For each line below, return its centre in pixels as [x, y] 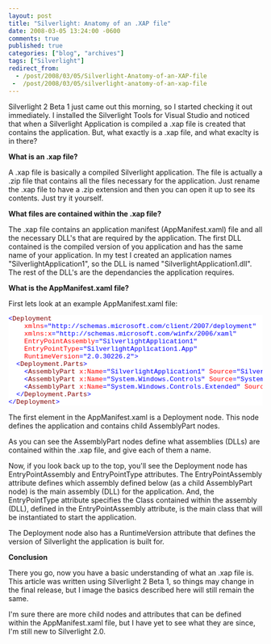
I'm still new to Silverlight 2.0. [57, 631]
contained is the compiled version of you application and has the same [126, 246]
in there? [23, 141]
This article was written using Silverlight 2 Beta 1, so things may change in [131, 581]
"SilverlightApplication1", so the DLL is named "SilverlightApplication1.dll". [130, 263]
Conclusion [28, 557]
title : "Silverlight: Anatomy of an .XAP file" [90, 23]
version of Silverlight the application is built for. [87, 541]
